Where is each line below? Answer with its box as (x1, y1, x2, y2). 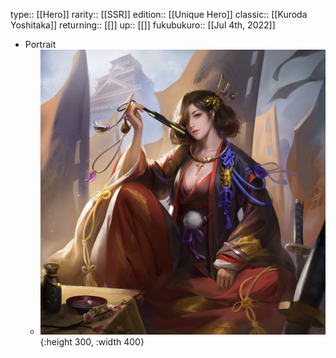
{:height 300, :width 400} (39, 336, 145, 348)
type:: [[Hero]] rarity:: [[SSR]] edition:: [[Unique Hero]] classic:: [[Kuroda (10, 9, 308, 20)
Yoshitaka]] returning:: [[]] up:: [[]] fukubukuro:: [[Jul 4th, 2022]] (10, 19, 276, 31)
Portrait (24, 39, 57, 50)
